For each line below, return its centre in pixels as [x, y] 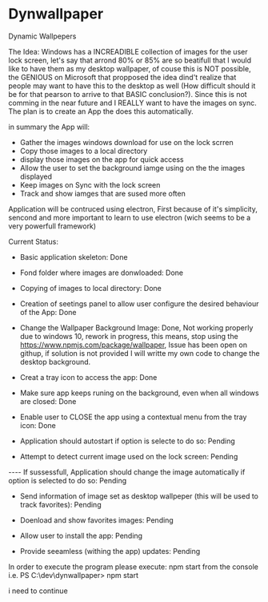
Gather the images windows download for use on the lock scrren [126, 142]
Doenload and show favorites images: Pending [96, 520]
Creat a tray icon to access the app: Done [88, 377]
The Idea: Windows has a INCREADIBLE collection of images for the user [128, 51]
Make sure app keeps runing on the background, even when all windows [139, 393]
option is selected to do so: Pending [68, 480]
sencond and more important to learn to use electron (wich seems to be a [130, 217]
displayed [36, 176]
